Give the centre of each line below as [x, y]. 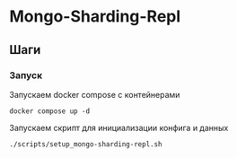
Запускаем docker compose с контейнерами [95, 94]
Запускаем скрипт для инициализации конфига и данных [119, 127]
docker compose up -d [50, 111]
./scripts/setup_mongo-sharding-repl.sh [86, 144]
